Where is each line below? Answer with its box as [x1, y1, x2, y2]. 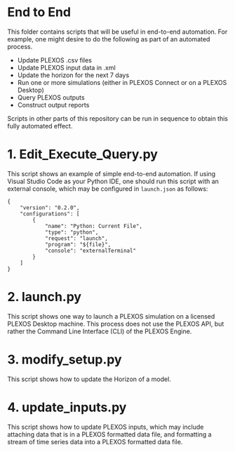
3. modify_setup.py [7, 352, 122, 367]
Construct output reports [17, 100, 90, 109]
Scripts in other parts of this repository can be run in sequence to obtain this [7, 114, 229, 123]
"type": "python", [44, 229, 99, 236]
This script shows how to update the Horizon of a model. [7, 375, 172, 383]
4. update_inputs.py [7, 399, 127, 415]
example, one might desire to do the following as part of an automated [7, 34, 210, 43]
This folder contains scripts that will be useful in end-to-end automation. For [7, 27, 228, 36]
